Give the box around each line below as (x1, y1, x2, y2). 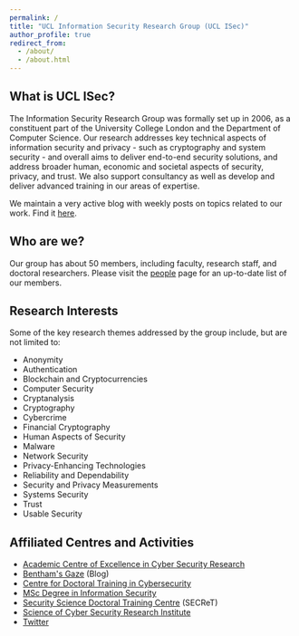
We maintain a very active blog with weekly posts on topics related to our (9, 198, 283, 208)
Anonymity (22, 354, 63, 365)
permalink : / (9, 13, 59, 23)
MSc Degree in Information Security (22, 588, 157, 599)
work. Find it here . (9, 207, 77, 218)
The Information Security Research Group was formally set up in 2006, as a (9, 112, 292, 123)
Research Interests (9, 304, 119, 319)
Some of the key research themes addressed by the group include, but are (9, 327, 288, 338)
